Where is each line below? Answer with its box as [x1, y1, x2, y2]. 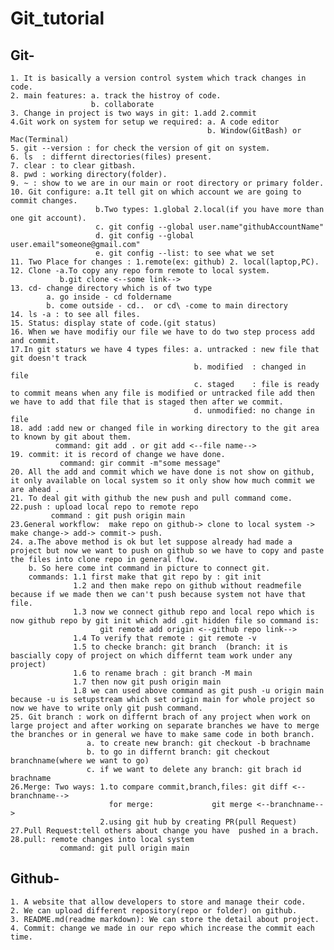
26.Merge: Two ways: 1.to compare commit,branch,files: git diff [10, 782, 288, 792]
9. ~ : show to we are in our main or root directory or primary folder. [10, 178, 325, 188]
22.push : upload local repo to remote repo [10, 502, 199, 512]
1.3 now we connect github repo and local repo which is [73, 607, 315, 617]
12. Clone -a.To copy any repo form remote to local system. [10, 266, 271, 276]
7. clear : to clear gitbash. [10, 161, 137, 171]
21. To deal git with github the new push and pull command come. [10, 493, 293, 503]
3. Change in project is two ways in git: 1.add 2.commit [10, 108, 257, 118]
